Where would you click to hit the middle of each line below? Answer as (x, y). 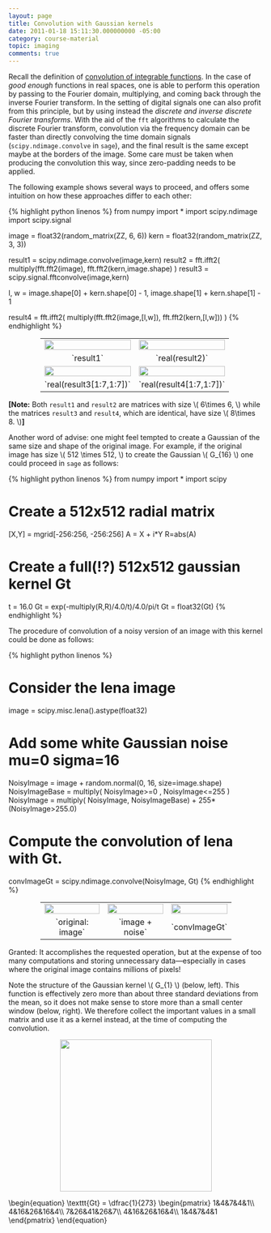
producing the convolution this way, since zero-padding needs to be (122, 163)
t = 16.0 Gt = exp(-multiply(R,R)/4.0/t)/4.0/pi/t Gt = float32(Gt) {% (117, 606)
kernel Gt (40, 584)
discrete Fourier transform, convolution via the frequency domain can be (129, 128)
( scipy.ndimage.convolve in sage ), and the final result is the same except (129, 146)
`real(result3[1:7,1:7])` (87, 384)
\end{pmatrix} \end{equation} (58, 1220)
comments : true (34, 54)
